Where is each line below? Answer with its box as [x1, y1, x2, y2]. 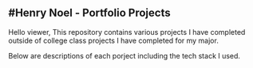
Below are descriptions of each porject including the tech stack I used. [8, 51, 241, 60]
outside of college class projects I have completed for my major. [8, 36, 219, 45]
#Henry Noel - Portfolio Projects [8, 6, 171, 20]
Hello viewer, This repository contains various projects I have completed [8, 27, 246, 36]
